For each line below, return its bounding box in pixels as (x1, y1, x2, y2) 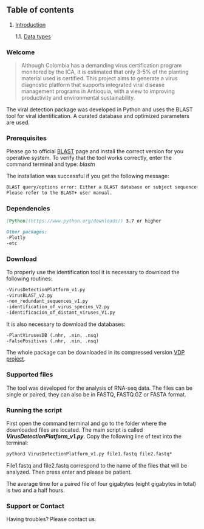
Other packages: (6, 229, 47, 235)
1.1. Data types (15, 33, 52, 40)
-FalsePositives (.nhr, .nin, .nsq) (6, 337, 99, 344)
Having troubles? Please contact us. (6, 516, 97, 523)
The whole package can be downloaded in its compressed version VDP (6, 349, 185, 356)
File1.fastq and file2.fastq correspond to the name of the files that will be (6, 462, 188, 469)
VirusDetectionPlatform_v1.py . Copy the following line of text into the (6, 432, 182, 440)
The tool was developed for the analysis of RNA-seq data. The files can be (6, 384, 193, 392)
